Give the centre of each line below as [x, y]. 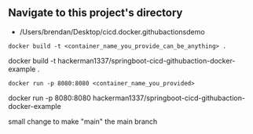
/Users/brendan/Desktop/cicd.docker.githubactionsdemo [112, 31]
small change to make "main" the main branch [83, 121]
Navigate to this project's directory [95, 13]
